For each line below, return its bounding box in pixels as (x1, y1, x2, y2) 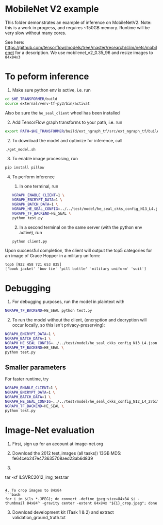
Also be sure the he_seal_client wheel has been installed (5, 110, 120, 115)
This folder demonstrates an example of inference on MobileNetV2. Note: (5, 19, 152, 25)
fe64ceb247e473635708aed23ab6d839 (12, 455, 93, 461)
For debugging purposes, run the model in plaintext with (12, 299, 125, 305)
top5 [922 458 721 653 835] (5, 262, 62, 267)
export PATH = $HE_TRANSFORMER (5, 129, 64, 133)
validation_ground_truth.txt (12, 514, 66, 520)
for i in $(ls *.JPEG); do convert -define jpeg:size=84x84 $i (5, 496, 136, 501)
